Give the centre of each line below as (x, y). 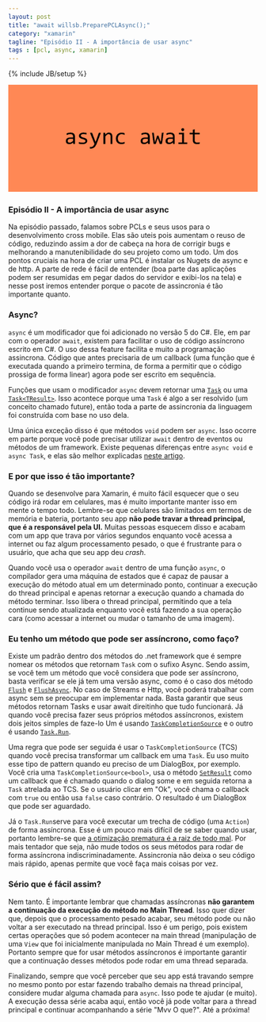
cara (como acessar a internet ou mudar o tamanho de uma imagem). (122, 618)
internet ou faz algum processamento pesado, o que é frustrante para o (125, 544)
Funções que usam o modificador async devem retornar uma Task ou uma (128, 389)
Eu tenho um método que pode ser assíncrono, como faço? (123, 638)
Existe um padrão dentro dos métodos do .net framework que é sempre (125, 656)
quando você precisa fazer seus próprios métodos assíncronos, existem (126, 715)
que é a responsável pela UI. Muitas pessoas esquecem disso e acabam (127, 527)
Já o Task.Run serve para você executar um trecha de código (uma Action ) (129, 821)
